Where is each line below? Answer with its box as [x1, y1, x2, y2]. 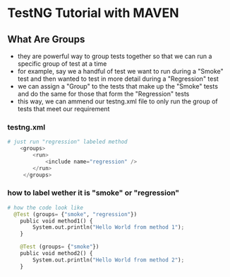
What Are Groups [7, 33, 85, 45]
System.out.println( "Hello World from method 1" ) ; [32, 224, 185, 231]
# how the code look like [7, 204, 83, 211]
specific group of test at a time [17, 60, 107, 68]
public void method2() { [20, 250, 93, 257]
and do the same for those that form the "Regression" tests [17, 90, 190, 98]
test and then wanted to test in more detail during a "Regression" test [17, 74, 219, 83]
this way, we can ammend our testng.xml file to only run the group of [17, 97, 218, 106]
